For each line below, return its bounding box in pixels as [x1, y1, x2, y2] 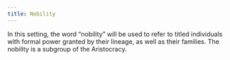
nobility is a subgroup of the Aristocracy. [7, 44, 127, 53]
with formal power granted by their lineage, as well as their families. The [7, 37, 220, 46]
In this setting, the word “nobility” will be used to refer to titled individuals [7, 30, 223, 38]
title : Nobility [7, 10, 56, 18]
